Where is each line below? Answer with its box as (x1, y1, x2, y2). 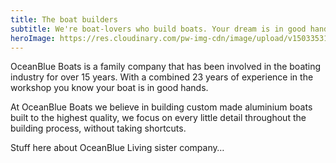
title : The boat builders (10, 14, 118, 25)
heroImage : (10, 33, 56, 43)
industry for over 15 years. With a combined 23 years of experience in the (10, 71, 314, 83)
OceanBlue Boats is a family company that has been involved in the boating (10, 61, 322, 73)
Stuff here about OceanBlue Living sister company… (10, 142, 225, 154)
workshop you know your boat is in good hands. (10, 82, 209, 94)
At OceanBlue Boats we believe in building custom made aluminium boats (10, 101, 313, 113)
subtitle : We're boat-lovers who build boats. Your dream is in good (10, 24, 307, 34)
